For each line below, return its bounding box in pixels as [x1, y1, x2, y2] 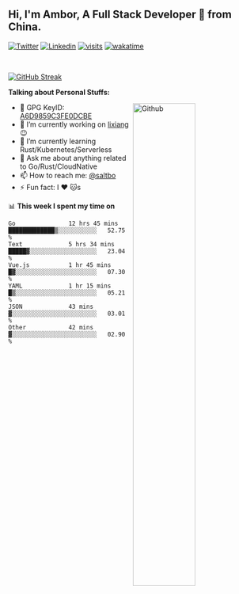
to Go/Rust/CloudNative [19, 162, 97, 171]
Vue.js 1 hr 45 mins [8, 261, 112, 269]
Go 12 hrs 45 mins [8, 219, 119, 227]
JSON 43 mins [8, 303, 93, 310]
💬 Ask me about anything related [19, 153, 127, 162]
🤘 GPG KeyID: [19, 102, 65, 112]
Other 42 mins [8, 323, 93, 331]
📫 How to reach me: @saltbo [19, 170, 116, 180]
